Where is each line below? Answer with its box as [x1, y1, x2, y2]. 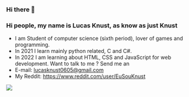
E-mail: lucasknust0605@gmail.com [14, 67, 104, 74]
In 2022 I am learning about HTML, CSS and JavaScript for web [14, 54, 172, 61]
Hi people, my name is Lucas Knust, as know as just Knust [6, 21, 178, 29]
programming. [14, 41, 50, 48]
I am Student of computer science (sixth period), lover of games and [14, 35, 184, 42]
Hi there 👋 [6, 5, 36, 14]
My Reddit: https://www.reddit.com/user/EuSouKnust [14, 73, 146, 80]
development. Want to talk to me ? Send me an [14, 60, 130, 67]
